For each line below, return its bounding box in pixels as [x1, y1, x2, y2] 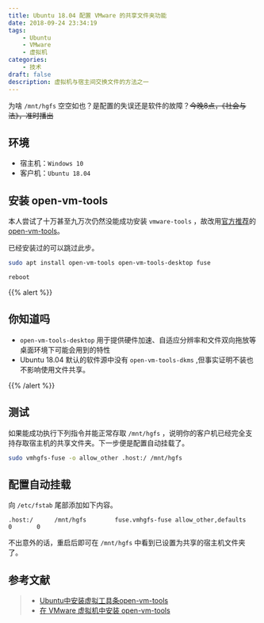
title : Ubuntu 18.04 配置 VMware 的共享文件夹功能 [8, 11, 167, 20]
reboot [8, 273, 30, 281]
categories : [8, 56, 48, 64]
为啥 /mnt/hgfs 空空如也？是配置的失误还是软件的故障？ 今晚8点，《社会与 [8, 101, 247, 110]
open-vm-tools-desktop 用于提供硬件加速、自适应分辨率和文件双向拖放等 [19, 334, 257, 345]
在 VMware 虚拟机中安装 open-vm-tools [39, 606, 170, 615]
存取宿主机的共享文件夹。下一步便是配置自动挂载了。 [14, 438, 189, 448]
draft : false [8, 71, 52, 78]
